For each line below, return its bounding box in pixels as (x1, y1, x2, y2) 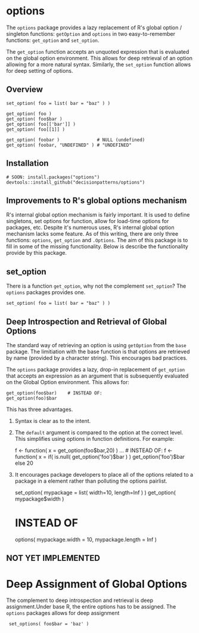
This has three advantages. (6, 406, 73, 413)
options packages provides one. (6, 289, 86, 296)
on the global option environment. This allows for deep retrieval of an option (6, 54, 192, 61)
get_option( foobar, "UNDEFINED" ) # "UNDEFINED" (6, 142, 132, 148)
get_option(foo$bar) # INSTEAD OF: (6, 390, 102, 396)
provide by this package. (6, 249, 67, 257)
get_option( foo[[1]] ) (6, 126, 66, 132)
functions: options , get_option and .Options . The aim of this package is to (6, 237, 188, 244)
